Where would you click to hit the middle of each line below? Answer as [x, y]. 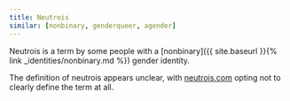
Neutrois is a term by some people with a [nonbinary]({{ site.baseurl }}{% [143, 50]
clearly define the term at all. [62, 87]
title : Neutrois [39, 17]
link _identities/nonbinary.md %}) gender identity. [100, 60]
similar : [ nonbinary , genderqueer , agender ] [93, 26]
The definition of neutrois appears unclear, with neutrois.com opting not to [145, 77]
